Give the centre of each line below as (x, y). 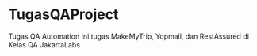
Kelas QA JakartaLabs (44, 44)
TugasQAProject (63, 15)
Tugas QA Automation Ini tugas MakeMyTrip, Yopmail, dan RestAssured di (129, 36)
